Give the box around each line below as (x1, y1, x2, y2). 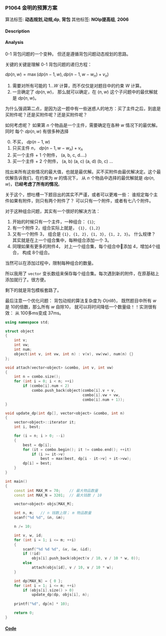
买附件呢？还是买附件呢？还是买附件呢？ (5, 112, 87, 117)
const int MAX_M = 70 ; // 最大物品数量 (14, 488, 98, 493)
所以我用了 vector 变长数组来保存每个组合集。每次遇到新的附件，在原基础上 (5, 270, 160, 276)
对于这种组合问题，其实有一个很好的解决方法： (5, 208, 100, 214)
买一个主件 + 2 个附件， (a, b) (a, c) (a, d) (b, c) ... (12, 158, 114, 164)
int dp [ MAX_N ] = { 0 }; (14, 578, 63, 583)
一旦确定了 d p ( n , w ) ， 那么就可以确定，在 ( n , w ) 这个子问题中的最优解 (12, 89, 154, 95)
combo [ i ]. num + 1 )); (82, 397, 125, 402)
